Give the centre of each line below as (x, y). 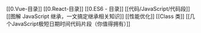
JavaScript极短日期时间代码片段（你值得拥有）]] (71, 24)
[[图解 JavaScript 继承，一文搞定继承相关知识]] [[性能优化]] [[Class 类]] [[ (98, 16)
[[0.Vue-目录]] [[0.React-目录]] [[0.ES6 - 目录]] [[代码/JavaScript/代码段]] (98, 9)
